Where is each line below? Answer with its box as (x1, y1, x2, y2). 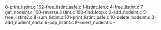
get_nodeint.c (5, 9, 33, 15)
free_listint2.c (5, 15, 33, 20)
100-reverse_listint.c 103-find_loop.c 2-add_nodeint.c (33, 9, 142, 15)
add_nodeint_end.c (5, 19, 44, 25)
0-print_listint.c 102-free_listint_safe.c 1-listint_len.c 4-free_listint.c (5, 4, 140, 10)
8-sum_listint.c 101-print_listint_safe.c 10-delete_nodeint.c (33, 15, 151, 20)
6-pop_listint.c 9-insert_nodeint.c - (44, 19, 115, 25)
